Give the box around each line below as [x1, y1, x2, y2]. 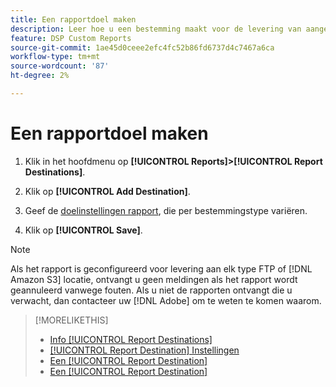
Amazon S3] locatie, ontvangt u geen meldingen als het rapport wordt [10, 273, 298, 285]
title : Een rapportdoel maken [10, 14, 137, 25]
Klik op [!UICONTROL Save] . [24, 224, 143, 236]
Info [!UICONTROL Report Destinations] [49, 333, 213, 345]
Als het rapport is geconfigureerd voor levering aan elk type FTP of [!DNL [10, 262, 313, 275]
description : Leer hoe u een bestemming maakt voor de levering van [10, 24, 302, 34]
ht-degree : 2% [10, 71, 70, 81]
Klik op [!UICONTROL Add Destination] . [24, 185, 191, 197]
